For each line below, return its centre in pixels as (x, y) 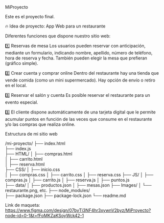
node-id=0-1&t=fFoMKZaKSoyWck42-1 (45, 215)
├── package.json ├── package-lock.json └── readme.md (66, 195)
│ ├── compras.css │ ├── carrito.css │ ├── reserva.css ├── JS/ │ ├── (79, 175)
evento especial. (22, 102)
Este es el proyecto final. (30, 16)
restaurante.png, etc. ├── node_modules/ (47, 190)
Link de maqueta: (23, 205)
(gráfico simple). (22, 63)
